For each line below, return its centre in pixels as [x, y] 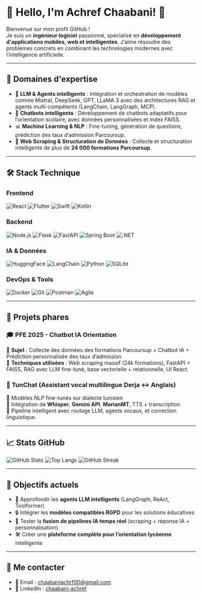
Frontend [20, 194]
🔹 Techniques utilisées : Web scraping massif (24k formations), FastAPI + [98, 363]
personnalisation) [36, 527]
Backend [20, 222]
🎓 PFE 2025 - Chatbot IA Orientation [62, 335]
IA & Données [26, 251]
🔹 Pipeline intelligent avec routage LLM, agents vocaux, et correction [91, 411]
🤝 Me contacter [35, 568]
